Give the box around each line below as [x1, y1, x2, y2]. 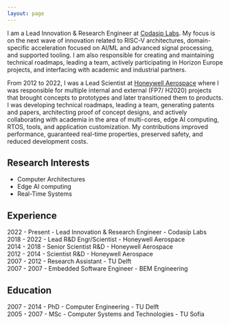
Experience [7, 210, 57, 221]
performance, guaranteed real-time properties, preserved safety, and [7, 130, 203, 138]
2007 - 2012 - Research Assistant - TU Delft [7, 257, 132, 265]
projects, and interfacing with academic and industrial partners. [7, 65, 187, 74]
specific [7, 43, 30, 52]
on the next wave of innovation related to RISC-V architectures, [7, 36, 186, 45]
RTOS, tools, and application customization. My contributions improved [7, 122, 208, 131]
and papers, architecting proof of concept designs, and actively [7, 108, 187, 116]
